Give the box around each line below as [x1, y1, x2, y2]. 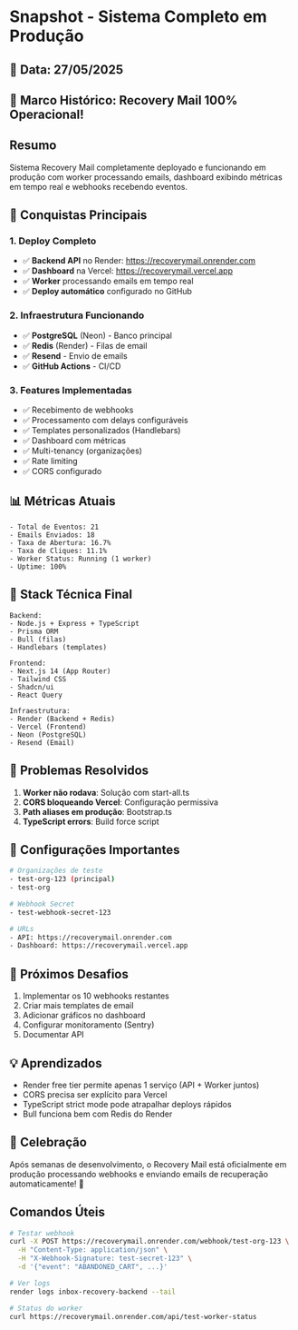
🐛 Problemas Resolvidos [9, 763, 149, 779]
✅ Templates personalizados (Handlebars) [22, 425, 181, 436]
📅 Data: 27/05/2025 [9, 62, 124, 77]
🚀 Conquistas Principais [9, 207, 148, 223]
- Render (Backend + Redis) [9, 714, 116, 723]
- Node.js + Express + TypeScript [9, 619, 140, 628]
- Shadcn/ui [9, 682, 54, 691]
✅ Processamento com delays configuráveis [22, 415, 188, 426]
